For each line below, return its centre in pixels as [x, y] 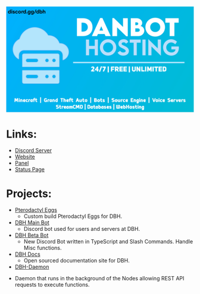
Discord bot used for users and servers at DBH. [82, 229]
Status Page [30, 170]
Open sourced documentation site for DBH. [76, 261]
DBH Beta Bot [32, 235]
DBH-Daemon [32, 267]
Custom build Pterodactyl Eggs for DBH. [73, 216]
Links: [22, 134]
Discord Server [33, 151]
